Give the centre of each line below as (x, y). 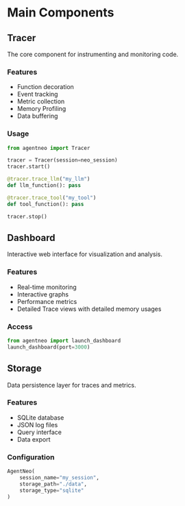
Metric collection (41, 101)
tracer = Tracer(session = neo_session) (62, 160)
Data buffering (37, 116)
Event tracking (37, 94)
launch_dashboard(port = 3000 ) (49, 347)
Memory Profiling (41, 109)
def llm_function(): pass (44, 186)
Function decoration (45, 87)
